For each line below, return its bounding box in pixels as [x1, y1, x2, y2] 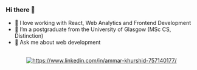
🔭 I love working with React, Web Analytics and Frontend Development [14, 19, 192, 27]
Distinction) [14, 32, 44, 40]
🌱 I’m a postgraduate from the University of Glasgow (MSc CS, [14, 26, 171, 33]
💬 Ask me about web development [14, 39, 101, 46]
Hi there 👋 [5, 5, 36, 14]
